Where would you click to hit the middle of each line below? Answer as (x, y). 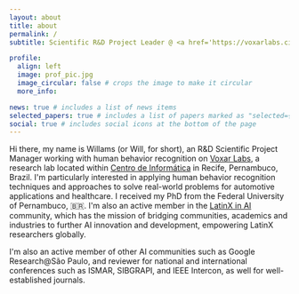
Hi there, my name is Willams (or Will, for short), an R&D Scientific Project (144, 149)
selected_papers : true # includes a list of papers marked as (127, 115)
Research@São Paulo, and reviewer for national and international (128, 261)
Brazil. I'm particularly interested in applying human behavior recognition (142, 178)
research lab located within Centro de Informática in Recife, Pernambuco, (144, 168)
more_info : (37, 91)
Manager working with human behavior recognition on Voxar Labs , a (134, 159)
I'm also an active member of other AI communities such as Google (132, 252)
